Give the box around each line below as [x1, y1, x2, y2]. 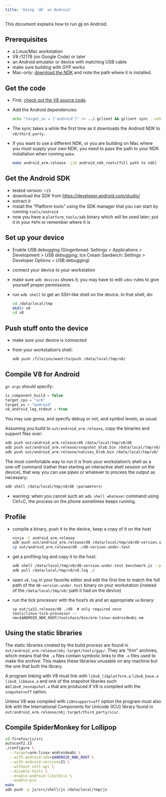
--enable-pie [9, 778, 37, 783]
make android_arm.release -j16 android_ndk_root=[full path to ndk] [12, 160, 157, 165]
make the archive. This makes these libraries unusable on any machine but [5, 658, 158, 664]
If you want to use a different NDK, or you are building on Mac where [12, 140, 153, 147]
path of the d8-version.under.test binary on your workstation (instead [12, 582, 157, 588]
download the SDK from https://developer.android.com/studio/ [12, 192, 140, 199]
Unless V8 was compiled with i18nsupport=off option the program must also [5, 698, 162, 704]
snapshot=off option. [5, 689, 48, 695]
